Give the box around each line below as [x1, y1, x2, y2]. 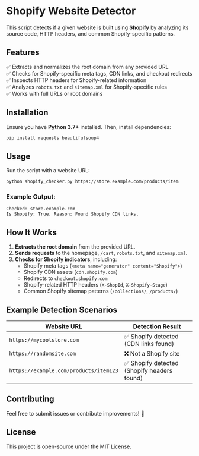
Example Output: [6, 193, 56, 201]
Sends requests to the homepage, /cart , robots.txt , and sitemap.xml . [14, 250, 188, 257]
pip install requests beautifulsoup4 [6, 135, 99, 141]
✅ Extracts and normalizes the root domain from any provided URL [6, 63, 169, 70]
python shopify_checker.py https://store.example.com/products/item [6, 178, 179, 185]
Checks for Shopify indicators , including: [14, 256, 117, 263]
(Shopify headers [124, 367, 173, 375]
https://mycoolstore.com [9, 337, 79, 344]
